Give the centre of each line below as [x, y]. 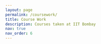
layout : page [19, 10]
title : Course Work [26, 19]
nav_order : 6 [19, 33]
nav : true [16, 29]
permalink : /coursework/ [31, 15]
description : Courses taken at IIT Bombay [50, 24]
